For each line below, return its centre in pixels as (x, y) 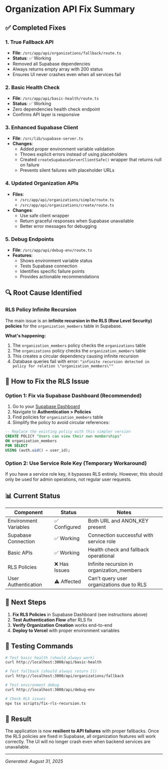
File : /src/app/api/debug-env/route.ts (52, 250)
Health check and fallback (118, 549)
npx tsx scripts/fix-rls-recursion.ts (45, 703)
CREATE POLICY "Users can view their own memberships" (63, 437)
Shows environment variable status (56, 261)
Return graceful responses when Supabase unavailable (77, 221)
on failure (30, 165)
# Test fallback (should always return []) (51, 671)
